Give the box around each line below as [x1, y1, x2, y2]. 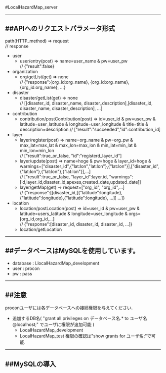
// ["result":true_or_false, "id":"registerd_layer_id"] [19, 153, 122, 159]
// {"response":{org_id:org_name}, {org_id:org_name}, [19, 79, 129, 85]
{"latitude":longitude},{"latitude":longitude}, [19, 195, 109, 201]
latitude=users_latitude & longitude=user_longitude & [19, 211, 128, 216]
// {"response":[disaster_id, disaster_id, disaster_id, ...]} [19, 221, 132, 227]
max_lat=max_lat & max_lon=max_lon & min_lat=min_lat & [19, 142, 137, 148]
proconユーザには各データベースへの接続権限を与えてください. [5, 305, 133, 311]
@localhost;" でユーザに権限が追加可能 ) [12, 321, 95, 327]
